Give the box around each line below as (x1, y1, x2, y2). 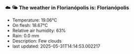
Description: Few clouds (12, 38, 62, 44)
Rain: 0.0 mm (12, 33, 40, 39)
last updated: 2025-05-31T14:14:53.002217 (12, 43, 100, 49)
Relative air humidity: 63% (12, 27, 66, 33)
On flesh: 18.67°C (12, 23, 48, 28)
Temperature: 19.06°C (12, 17, 57, 23)
